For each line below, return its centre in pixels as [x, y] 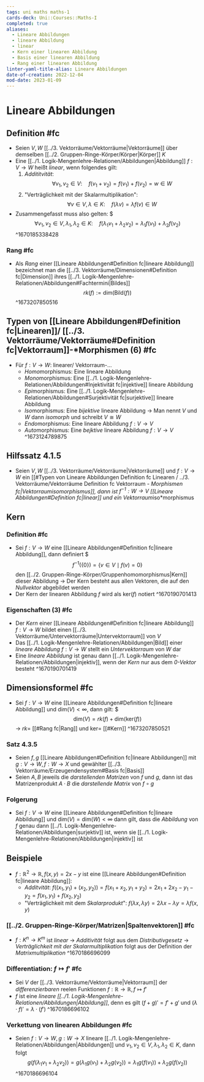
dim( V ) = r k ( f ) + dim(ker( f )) [108, 719]
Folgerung [22, 799]
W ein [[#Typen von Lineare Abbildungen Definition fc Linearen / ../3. [102, 477]
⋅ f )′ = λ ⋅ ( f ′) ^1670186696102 [52, 1009]
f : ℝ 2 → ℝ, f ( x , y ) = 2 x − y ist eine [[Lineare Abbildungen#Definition [100, 873]
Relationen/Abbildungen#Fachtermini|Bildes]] [73, 283]
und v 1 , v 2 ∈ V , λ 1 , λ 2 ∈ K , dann [155, 1045]
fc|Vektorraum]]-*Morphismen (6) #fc [81, 350]
